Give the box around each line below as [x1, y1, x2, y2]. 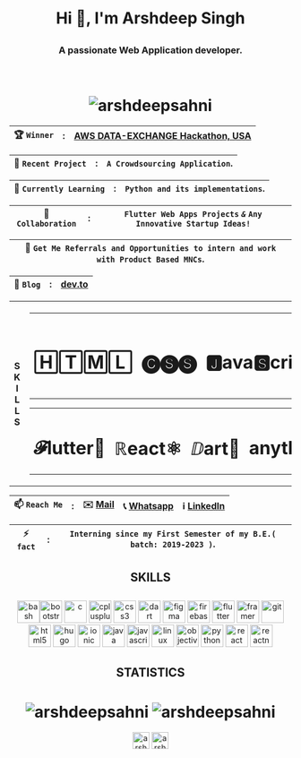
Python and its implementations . [125, 182, 266, 194]
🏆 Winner [13, 128, 55, 141]
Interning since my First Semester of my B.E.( [69, 529, 277, 538]
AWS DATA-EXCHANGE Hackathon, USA [73, 130, 252, 142]
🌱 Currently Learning [13, 182, 106, 194]
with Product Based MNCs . [96, 253, 205, 265]
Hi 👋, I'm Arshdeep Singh [56, 8, 245, 29]
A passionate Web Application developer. [57, 44, 244, 56]
